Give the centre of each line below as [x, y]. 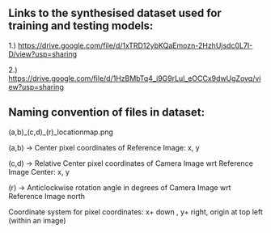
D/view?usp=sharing [43, 54]
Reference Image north [47, 196]
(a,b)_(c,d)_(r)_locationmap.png [61, 132]
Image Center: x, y [39, 172]
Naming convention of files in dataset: [106, 112]
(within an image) [37, 220]
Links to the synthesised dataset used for [115, 13]
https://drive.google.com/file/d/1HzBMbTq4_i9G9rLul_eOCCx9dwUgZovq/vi [135, 78]
